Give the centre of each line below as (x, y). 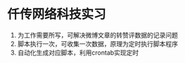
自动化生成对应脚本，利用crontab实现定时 (78, 52)
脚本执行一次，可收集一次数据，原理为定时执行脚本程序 (97, 43)
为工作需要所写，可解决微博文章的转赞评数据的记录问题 (97, 35)
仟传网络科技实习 (57, 14)
